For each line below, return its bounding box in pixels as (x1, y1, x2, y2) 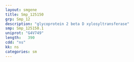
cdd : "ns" (5, 40, 26, 45)
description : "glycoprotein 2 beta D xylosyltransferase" (5, 21, 129, 26)
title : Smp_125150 (5, 12, 44, 17)
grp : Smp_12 (5, 16, 30, 21)
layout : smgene (5, 7, 37, 12)
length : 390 (5, 35, 35, 40)
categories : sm (5, 49, 37, 54)
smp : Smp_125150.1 (5, 26, 44, 31)
